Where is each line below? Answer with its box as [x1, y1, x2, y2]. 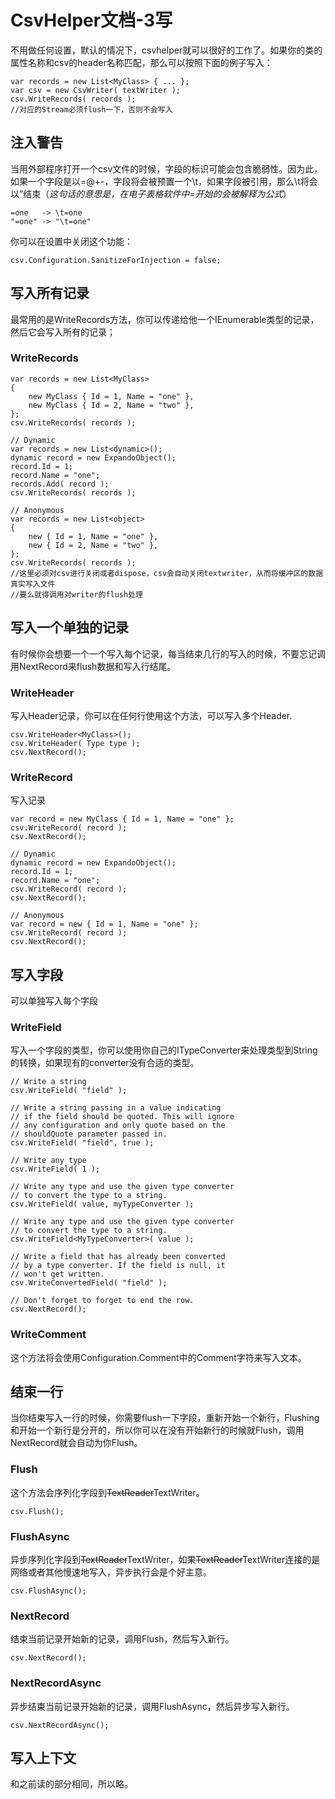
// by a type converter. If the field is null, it [10, 1261, 226, 1271]
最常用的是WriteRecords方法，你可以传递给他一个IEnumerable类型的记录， [10, 313, 320, 325]
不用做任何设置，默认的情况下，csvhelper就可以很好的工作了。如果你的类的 [10, 44, 323, 56]
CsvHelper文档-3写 [10, 9, 173, 32]
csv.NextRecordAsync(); [10, 1720, 110, 1730]
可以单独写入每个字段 [10, 995, 98, 1007]
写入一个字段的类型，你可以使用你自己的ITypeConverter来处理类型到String [10, 1044, 318, 1056]
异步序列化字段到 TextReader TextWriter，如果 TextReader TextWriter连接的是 [10, 1554, 321, 1566]
